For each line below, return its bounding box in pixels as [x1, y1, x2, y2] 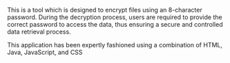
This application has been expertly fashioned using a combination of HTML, [7, 41, 223, 49]
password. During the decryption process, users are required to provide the [7, 13, 222, 21]
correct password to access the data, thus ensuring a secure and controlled [7, 21, 223, 28]
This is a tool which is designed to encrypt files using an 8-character [7, 6, 202, 14]
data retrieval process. [7, 27, 71, 36]
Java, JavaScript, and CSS [7, 48, 83, 56]
